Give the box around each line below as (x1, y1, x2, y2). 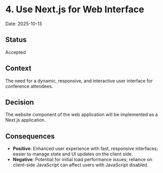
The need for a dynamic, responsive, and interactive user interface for (5, 78, 153, 84)
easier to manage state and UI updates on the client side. (12, 151, 133, 157)
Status (5, 35, 27, 44)
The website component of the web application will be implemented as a (5, 111, 158, 118)
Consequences (5, 132, 55, 141)
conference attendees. (5, 83, 53, 89)
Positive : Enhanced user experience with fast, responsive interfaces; (12, 145, 158, 152)
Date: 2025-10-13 (5, 21, 42, 27)
